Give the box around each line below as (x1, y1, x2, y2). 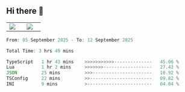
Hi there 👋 (6, 6, 44, 16)
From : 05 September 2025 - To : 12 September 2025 (6, 37, 134, 43)
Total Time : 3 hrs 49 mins (6, 48, 74, 54)
